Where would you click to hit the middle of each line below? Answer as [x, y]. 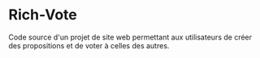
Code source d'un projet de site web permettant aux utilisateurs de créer [130, 37]
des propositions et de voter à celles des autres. [89, 45]
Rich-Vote [43, 15]
